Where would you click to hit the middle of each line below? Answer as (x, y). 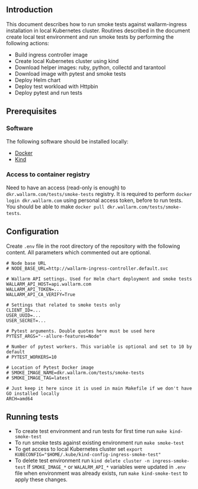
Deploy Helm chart (38, 80)
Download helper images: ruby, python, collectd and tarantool (90, 67)
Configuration (33, 232)
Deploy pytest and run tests (49, 92)
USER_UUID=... (24, 315)
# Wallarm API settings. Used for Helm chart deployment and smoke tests (99, 279)
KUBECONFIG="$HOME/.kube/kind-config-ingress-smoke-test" (88, 455)
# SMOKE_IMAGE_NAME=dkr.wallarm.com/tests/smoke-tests (75, 373)
